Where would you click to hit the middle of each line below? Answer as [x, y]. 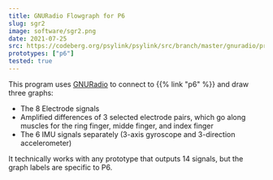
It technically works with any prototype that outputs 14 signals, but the [126, 158]
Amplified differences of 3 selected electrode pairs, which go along [133, 117]
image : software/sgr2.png [52, 31]
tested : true [30, 62]
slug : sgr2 [27, 24]
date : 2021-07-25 [38, 39]
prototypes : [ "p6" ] [41, 54]
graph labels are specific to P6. [61, 167]
